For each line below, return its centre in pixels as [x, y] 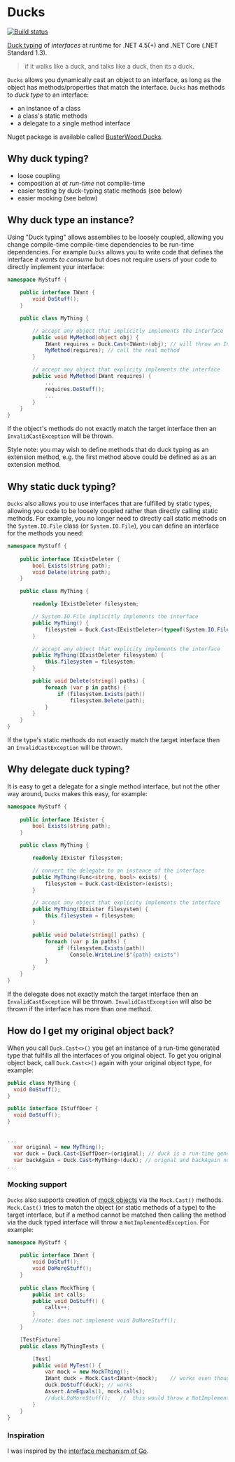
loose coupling [39, 175]
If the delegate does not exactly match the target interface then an [103, 994]
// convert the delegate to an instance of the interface [119, 870]
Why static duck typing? [62, 487]
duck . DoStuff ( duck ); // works [88, 1385]
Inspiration [26, 1435]
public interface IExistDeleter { [70, 559]
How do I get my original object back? [91, 1031]
